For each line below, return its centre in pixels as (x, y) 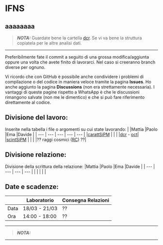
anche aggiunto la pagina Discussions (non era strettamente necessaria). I (80, 87)
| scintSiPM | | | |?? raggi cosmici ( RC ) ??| (46, 139)
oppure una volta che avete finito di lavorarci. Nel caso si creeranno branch (80, 62)
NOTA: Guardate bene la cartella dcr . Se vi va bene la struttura (79, 38)
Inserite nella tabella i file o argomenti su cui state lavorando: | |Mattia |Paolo (81, 129)
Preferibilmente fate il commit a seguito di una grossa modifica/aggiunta (77, 57)
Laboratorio (40, 200)
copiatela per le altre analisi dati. (49, 43)
